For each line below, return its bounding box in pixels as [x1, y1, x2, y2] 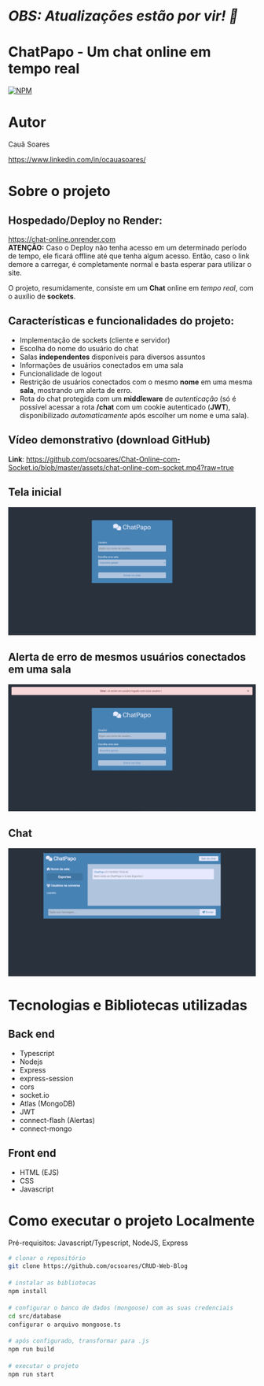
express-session [19, 1073, 74, 1083]
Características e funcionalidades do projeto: [8, 314, 234, 328]
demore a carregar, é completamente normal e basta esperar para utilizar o [8, 260, 252, 269]
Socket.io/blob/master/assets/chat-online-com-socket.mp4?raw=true [8, 462, 234, 472]
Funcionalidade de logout [19, 369, 102, 378]
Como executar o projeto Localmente [8, 1212, 255, 1229]
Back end [8, 1028, 55, 1041]
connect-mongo [19, 1124, 72, 1133]
